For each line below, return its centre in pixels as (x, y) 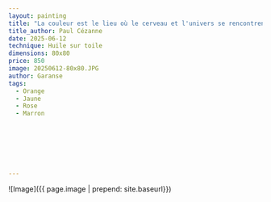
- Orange (30, 91)
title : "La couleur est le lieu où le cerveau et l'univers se (117, 23)
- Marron (30, 114)
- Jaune (29, 99)
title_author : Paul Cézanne (56, 31)
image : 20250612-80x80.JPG (54, 69)
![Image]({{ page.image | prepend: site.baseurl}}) (90, 189)
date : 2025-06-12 (38, 38)
